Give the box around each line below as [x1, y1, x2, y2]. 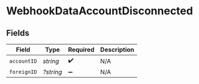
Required [68, 46, 95, 54]
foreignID [9, 69, 37, 75]
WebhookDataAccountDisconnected [6, 4, 194, 18]
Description [99, 46, 135, 54]
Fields [6, 28, 30, 38]
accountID [9, 58, 37, 64]
